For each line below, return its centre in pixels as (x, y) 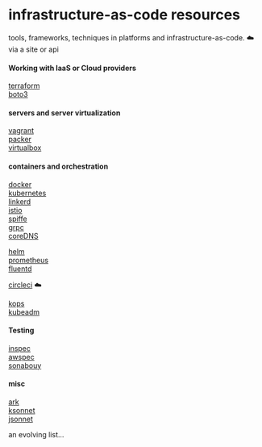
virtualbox (25, 148)
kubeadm (24, 311)
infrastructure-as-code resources (124, 15)
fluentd (20, 269)
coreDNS (23, 236)
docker (20, 184)
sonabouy (25, 366)
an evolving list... (36, 434)
